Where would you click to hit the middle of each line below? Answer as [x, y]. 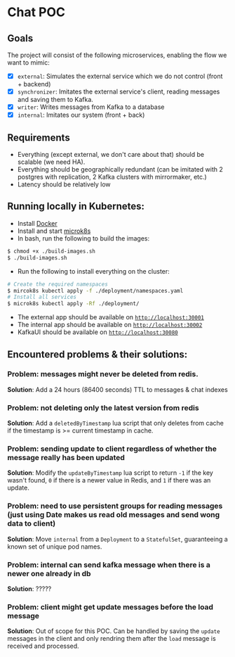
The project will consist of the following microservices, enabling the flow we [117, 55]
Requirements [39, 138]
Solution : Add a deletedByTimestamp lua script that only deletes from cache [116, 423]
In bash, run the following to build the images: [83, 238]
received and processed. [43, 646]
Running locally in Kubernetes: [76, 206]
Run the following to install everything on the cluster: [93, 271]
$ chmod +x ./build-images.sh [52, 251]
